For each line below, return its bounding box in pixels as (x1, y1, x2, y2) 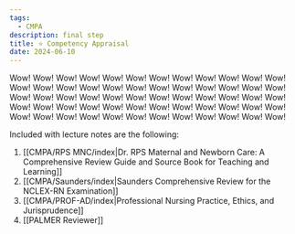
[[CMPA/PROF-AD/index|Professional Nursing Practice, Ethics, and (22, 196, 275, 207)
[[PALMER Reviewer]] (22, 215, 104, 226)
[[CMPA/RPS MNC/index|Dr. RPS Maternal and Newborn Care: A (22, 147, 266, 158)
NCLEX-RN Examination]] (22, 186, 119, 197)
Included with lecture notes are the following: (9, 129, 180, 140)
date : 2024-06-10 (9, 48, 76, 57)
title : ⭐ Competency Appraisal (9, 38, 130, 48)
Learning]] (22, 166, 63, 177)
